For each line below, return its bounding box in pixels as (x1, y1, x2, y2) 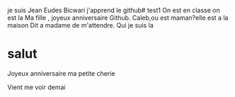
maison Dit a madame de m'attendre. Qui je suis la (7, 21, 154, 29)
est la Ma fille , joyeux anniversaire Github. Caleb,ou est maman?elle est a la (7, 13, 229, 22)
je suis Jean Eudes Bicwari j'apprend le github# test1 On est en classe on (7, 6, 221, 14)
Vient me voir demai (7, 83, 66, 91)
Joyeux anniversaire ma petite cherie (7, 69, 115, 77)
